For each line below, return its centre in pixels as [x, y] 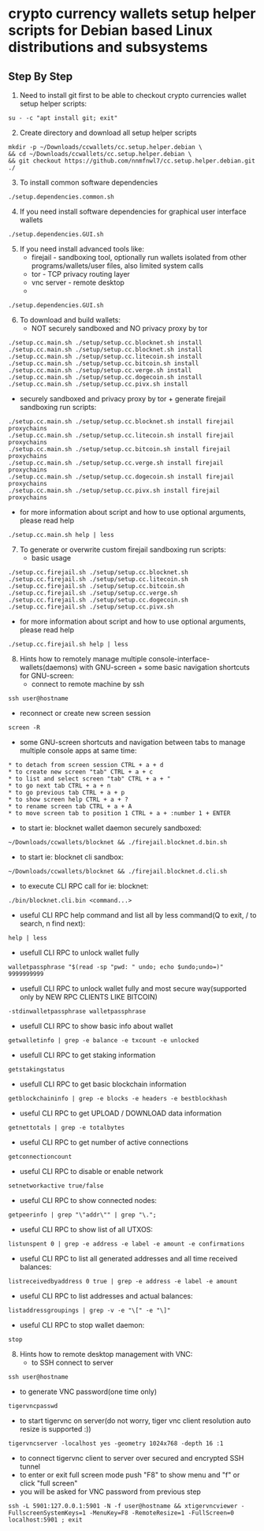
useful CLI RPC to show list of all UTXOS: [86, 1229]
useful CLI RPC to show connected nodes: [88, 1200]
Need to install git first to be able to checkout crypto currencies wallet [133, 95]
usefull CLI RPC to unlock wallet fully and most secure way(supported [133, 989]
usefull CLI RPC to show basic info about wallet [96, 1026]
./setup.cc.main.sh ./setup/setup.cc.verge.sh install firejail [116, 463]
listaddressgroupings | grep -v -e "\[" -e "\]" [89, 1310]
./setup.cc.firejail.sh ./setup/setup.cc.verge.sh [93, 593]
